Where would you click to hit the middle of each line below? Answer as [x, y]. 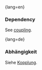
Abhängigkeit [21, 52]
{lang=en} [15, 7]
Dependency [20, 19]
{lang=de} [15, 39]
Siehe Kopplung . [21, 62]
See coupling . [19, 30]
